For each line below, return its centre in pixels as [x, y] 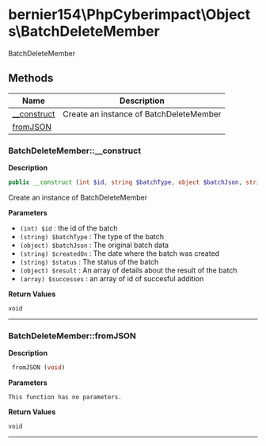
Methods [31, 78]
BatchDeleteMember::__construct [74, 151]
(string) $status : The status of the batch [89, 261]
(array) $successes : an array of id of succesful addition [112, 278]
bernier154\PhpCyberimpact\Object [129, 15]
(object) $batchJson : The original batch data [94, 245]
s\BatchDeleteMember [84, 31]
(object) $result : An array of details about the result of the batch [128, 270]
